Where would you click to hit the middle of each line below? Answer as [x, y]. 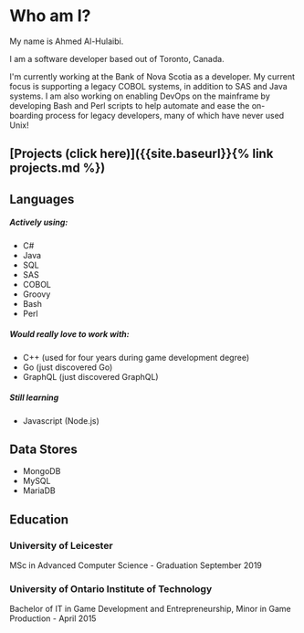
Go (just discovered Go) [68, 367]
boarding [26, 115]
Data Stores [43, 450]
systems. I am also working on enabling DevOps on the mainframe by [140, 96]
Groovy [37, 294]
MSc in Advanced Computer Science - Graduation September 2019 [136, 565]
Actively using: [39, 222]
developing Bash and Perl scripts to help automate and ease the [130, 105]
